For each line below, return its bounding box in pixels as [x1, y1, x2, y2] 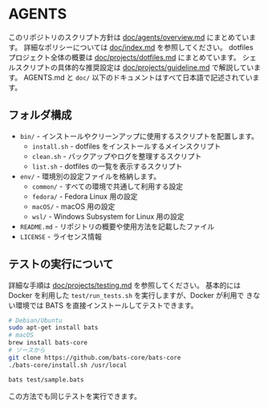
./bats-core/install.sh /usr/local [8, 361, 128, 369]
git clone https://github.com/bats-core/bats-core [8, 353, 181, 361]
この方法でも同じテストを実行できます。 [8, 391, 142, 401]
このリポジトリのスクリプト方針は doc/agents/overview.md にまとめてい [8, 32, 250, 42]
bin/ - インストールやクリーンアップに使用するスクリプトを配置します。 [19, 131, 259, 141]
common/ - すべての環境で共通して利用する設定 [31, 182, 184, 191]
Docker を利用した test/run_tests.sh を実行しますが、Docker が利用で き [8, 290, 254, 300]
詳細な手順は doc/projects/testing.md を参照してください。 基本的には [8, 280, 242, 290]
